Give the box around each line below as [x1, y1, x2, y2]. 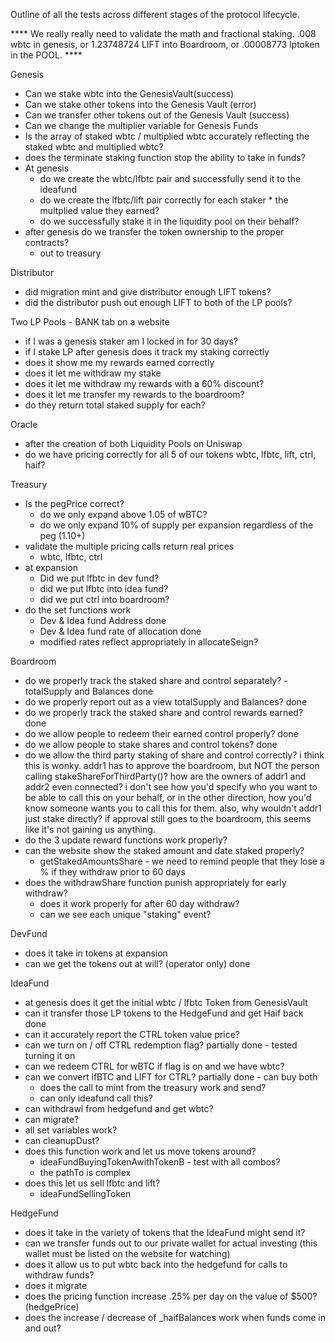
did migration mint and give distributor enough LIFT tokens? [24, 286, 272, 298]
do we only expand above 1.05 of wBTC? [39, 509, 208, 520]
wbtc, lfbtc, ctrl [39, 551, 103, 563]
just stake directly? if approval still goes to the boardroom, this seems [24, 813, 312, 824]
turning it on [24, 1050, 76, 1061]
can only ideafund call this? [39, 1092, 153, 1104]
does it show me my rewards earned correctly [24, 357, 215, 368]
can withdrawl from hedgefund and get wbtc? [24, 1103, 214, 1114]
